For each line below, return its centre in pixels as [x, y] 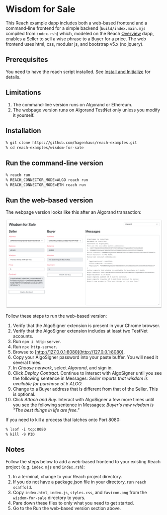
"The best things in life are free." [46, 410]
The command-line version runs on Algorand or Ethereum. [73, 104]
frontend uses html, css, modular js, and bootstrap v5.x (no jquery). [75, 44]
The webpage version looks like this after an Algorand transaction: [74, 212]
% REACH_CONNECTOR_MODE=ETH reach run [46, 185]
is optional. [24, 394]
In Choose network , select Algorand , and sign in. [63, 368]
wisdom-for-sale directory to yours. [49, 498]
